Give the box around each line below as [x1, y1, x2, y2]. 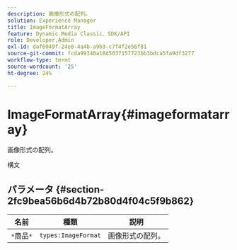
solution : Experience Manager [7, 17, 97, 24]
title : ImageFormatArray [7, 23, 81, 30]
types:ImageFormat [39, 232, 101, 239]
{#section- [55, 183, 105, 195]
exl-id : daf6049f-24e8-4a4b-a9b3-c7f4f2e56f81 [7, 43, 147, 50]
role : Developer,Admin [7, 37, 74, 44]
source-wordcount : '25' [7, 63, 78, 70]
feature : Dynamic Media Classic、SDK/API [7, 30, 130, 38]
